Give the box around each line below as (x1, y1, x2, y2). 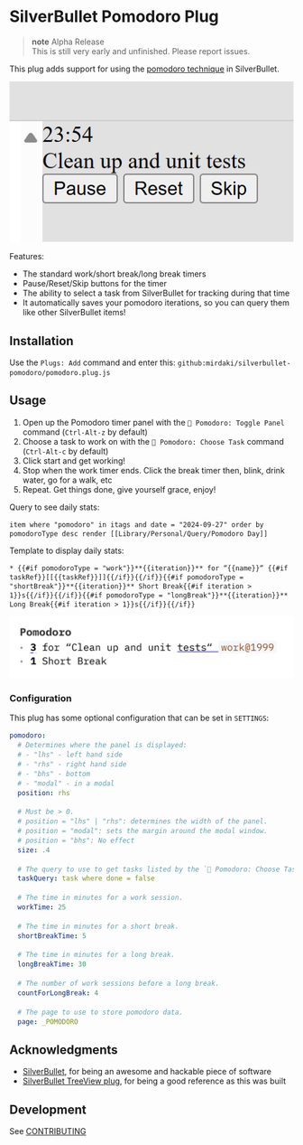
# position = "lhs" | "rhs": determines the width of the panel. (17, 817, 269, 826)
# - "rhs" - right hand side (17, 759, 127, 769)
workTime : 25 (17, 903, 67, 912)
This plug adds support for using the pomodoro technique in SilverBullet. (9, 63, 280, 74)
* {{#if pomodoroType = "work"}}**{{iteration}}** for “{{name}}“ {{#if (9, 563, 289, 573)
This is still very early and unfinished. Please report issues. (31, 45, 251, 56)
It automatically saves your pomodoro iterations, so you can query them (22, 297, 290, 308)
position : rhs (17, 788, 70, 797)
